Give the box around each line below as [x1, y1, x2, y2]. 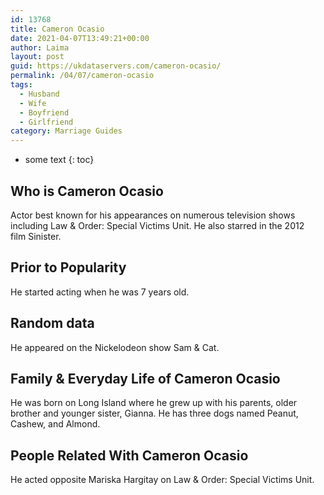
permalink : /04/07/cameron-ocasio [10, 71, 155, 81]
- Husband [19, 89, 60, 99]
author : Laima [10, 42, 70, 53]
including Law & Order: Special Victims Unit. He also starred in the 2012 [10, 219, 305, 231]
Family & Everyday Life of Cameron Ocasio [10, 370, 281, 387]
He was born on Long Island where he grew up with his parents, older [10, 397, 298, 409]
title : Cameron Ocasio [10, 24, 105, 34]
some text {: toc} [24, 154, 95, 166]
